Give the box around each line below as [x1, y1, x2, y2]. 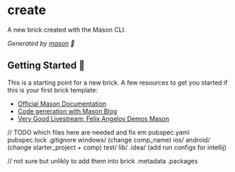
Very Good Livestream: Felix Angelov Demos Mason [17, 114, 170, 123]
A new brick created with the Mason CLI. [7, 25, 126, 34]
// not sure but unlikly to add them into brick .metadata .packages [7, 156, 198, 165]
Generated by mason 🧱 [7, 39, 75, 47]
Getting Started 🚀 [7, 59, 86, 72]
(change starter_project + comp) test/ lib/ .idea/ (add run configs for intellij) [7, 143, 227, 152]
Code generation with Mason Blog [17, 106, 117, 115]
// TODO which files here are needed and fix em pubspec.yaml [7, 128, 190, 136]
